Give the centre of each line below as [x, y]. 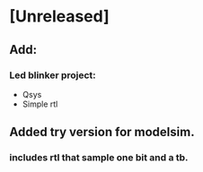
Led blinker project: [53, 75]
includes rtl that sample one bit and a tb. [99, 158]
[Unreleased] [59, 17]
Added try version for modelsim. [102, 132]
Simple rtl [40, 104]
